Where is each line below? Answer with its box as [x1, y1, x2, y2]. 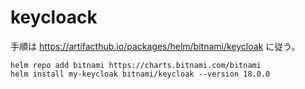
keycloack [10, 6, 98, 29]
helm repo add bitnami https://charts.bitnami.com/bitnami [10, 60, 262, 70]
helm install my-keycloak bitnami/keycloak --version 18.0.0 [10, 69, 271, 79]
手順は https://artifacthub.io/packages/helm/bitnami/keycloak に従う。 [10, 40, 301, 52]
